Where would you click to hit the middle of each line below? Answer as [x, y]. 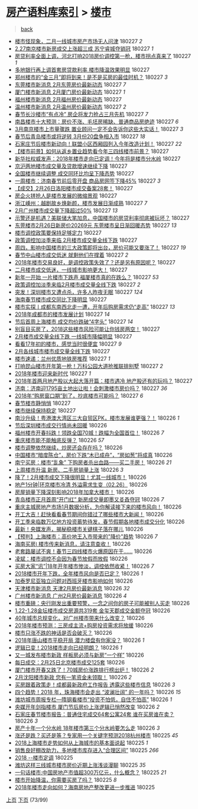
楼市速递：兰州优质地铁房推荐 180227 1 [62, 359]
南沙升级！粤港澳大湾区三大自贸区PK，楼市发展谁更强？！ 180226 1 [97, 418]
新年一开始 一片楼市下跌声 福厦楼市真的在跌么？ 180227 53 [87, 277]
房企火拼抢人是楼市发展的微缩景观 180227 [66, 196]
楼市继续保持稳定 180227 [45, 410]
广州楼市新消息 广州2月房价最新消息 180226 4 [71, 596]
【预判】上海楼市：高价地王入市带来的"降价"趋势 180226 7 [86, 536]
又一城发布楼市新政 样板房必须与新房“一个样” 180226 [79, 655]
